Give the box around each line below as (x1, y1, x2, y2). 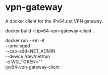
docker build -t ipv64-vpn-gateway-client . (5, 27, 94, 33)
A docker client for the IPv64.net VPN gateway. (5, 18, 103, 24)
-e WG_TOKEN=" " (5, 58, 43, 64)
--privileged (5, 42, 30, 48)
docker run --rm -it (5, 37, 45, 43)
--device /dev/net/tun (5, 53, 50, 59)
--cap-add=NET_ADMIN (5, 48, 56, 54)
